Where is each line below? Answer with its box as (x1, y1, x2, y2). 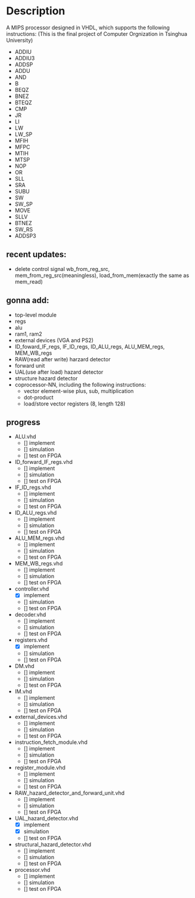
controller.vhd (14, 585, 49, 592)
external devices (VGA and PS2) (14, 336, 94, 344)
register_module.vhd (14, 764, 65, 771)
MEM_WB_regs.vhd (14, 560, 63, 567)
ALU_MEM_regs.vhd (14, 534, 65, 542)
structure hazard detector (14, 374, 78, 382)
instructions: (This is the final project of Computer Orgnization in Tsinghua (6, 30, 187, 37)
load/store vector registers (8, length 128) (23, 400, 126, 407)
